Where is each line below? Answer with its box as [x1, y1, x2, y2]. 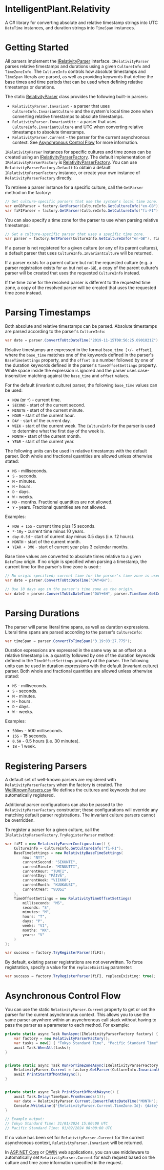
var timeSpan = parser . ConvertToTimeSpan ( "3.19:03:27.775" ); [5, 638, 132, 644]
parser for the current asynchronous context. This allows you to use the [5, 1012, 149, 1018]
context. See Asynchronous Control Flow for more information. [12, 139, 139, 145]
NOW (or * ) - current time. [12, 397, 61, 403]
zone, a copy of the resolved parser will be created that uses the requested [5, 285, 157, 291]
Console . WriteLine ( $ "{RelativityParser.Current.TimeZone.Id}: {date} [14, 1103, 159, 1108]
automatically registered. [5, 792, 55, 798]
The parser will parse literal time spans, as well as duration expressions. [5, 624, 150, 630]
